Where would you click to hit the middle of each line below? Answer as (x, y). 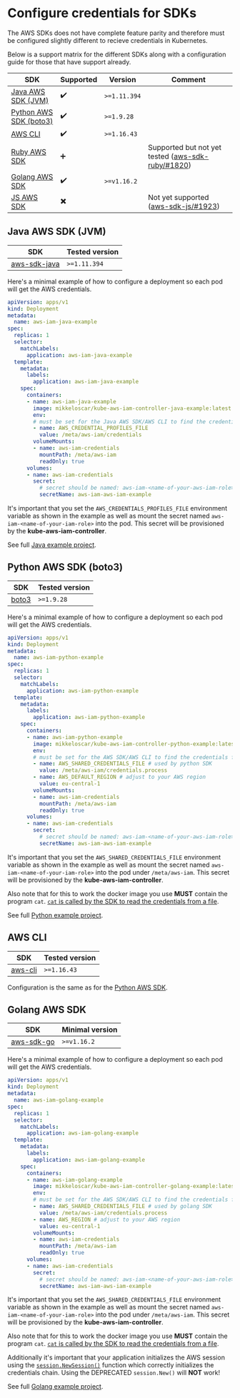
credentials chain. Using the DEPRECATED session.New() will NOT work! (114, 1373)
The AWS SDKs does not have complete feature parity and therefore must (116, 33)
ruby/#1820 (168, 165)
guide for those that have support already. (69, 61)
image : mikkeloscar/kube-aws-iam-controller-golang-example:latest (135, 1187)
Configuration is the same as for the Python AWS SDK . (87, 987)
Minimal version (90, 1030)
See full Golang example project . (55, 1387)
